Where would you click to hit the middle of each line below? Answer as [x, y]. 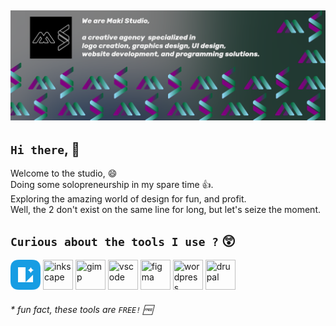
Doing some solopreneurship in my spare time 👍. [112, 185]
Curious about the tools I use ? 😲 [123, 241]
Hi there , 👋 [45, 149]
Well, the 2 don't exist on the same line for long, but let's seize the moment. [166, 210]
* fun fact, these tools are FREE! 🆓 [81, 309]
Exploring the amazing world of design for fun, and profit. [128, 199]
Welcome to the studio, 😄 [64, 173]
